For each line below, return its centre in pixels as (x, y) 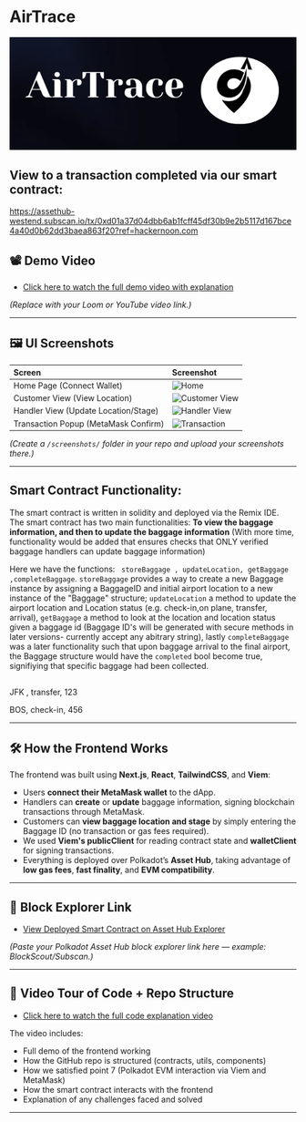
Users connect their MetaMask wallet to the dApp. (119, 793)
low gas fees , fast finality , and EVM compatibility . (119, 870)
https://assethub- (42, 211)
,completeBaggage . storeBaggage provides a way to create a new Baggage (147, 578)
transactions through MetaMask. (84, 812)
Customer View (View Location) (73, 398)
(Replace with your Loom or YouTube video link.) (101, 305)
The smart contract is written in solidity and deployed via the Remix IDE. (144, 512)
